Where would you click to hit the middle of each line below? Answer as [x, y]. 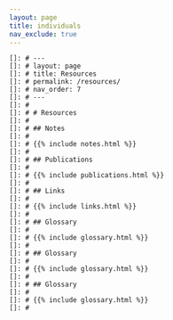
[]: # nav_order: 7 [45, 90]
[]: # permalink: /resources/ [65, 82]
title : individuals [45, 26]
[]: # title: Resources [53, 74]
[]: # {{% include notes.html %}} [73, 144]
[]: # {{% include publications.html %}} [87, 176]
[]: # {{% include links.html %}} [73, 207]
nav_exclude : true [43, 34]
